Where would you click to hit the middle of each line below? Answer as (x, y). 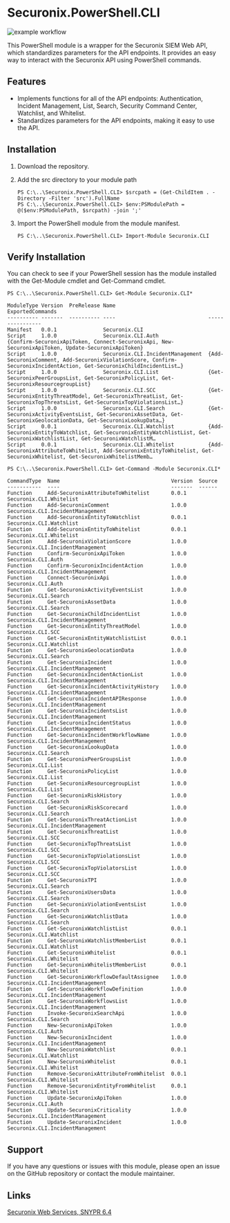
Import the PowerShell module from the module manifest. (99, 223)
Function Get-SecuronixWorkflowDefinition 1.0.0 (97, 989)
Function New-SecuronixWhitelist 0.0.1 (97, 1062)
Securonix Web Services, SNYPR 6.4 (59, 1212)
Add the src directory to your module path (77, 179)
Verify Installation (46, 257)
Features (27, 82)
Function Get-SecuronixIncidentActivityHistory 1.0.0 (97, 687)
